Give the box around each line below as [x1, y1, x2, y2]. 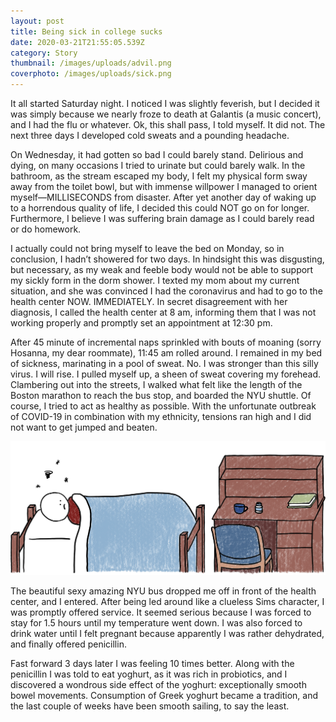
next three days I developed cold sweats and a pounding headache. [10, 130, 290, 141]
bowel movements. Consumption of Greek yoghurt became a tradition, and [10, 690, 318, 702]
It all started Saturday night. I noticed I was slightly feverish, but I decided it [10, 98, 320, 109]
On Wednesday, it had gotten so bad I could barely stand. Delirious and [10, 149, 304, 160]
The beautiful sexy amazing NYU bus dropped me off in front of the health [10, 585, 317, 597]
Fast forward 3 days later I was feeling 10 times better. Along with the [10, 658, 295, 670]
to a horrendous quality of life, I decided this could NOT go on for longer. [10, 202, 310, 214]
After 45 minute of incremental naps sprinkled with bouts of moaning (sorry [10, 336, 322, 348]
